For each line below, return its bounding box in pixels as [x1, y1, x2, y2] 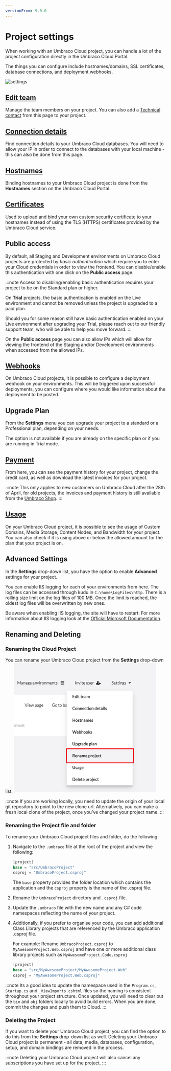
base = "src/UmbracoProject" [12, 864, 75, 870]
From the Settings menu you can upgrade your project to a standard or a [5, 420, 159, 426]
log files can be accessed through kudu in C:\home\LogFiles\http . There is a [5, 589, 166, 595]
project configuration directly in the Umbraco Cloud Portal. [5, 53, 129, 59]
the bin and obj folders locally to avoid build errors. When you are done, [5, 998, 157, 1005]
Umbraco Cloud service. [5, 224, 57, 231]
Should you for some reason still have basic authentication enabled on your [5, 315, 164, 322]
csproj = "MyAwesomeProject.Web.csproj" [12, 973, 100, 978]
